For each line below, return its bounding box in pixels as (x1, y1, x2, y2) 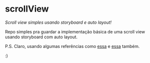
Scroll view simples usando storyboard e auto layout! (5, 19, 112, 25)
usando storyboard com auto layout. (5, 34, 78, 40)
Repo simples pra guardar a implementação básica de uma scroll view (5, 29, 145, 34)
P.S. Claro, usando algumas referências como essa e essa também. (5, 43, 140, 49)
